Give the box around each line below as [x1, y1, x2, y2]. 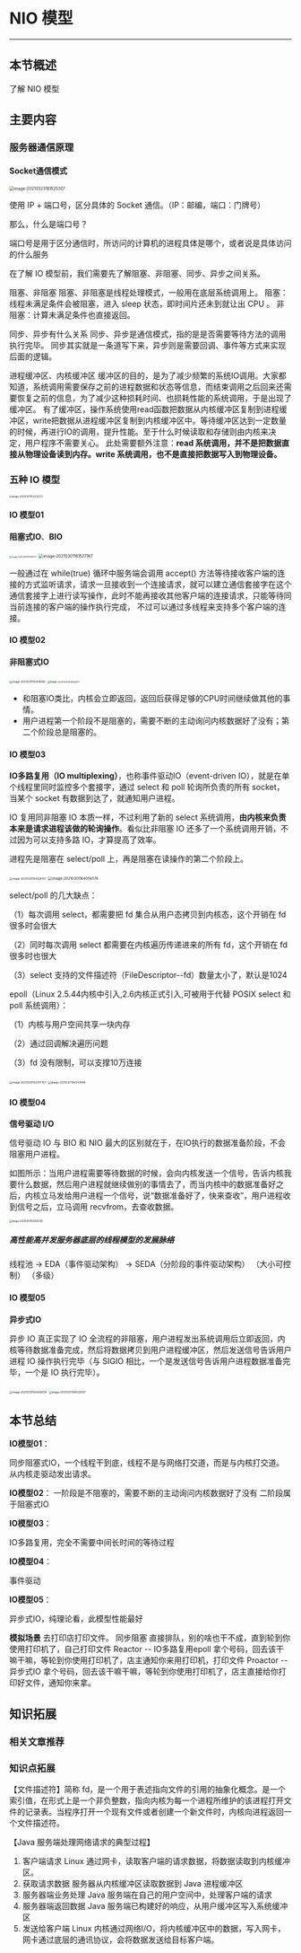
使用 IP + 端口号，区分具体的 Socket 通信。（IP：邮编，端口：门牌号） [9, 199, 266, 211]
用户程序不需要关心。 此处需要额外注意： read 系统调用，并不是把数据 [24, 437, 282, 449]
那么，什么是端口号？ [9, 219, 88, 230]
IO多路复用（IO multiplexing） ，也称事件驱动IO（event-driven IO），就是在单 [9, 770, 290, 781]
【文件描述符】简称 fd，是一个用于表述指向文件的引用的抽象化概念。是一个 [9, 1783, 287, 1794]
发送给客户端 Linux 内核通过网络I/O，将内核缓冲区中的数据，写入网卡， [21, 1922, 286, 1933]
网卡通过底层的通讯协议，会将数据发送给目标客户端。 [21, 1934, 219, 1945]
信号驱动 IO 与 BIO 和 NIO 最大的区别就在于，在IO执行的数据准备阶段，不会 [9, 1138, 287, 1148]
